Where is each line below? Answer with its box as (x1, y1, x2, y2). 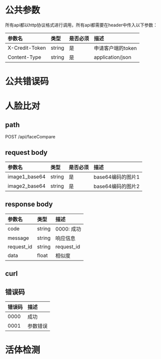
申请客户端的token (93, 44, 137, 51)
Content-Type (7, 53, 41, 60)
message (7, 235, 29, 241)
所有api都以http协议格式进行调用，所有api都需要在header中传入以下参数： (5, 22, 158, 28)
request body (5, 148, 48, 157)
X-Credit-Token (7, 44, 46, 51)
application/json (93, 53, 132, 60)
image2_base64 (7, 182, 46, 189)
